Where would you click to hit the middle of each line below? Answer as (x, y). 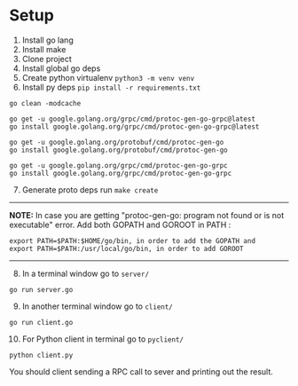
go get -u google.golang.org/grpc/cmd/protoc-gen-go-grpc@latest (132, 119)
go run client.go (41, 322)
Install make (44, 49)
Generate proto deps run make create (90, 189)
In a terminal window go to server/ (85, 273)
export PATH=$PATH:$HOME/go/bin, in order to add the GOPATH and (132, 240)
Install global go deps (61, 68)
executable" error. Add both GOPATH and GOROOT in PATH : (120, 225)
